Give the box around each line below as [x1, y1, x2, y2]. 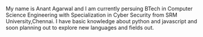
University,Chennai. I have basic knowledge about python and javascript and [5, 18, 198, 24]
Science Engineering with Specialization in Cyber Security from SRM [5, 11, 177, 18]
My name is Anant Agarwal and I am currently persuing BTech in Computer [5, 5, 193, 12]
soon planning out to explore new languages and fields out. [5, 24, 154, 31]
